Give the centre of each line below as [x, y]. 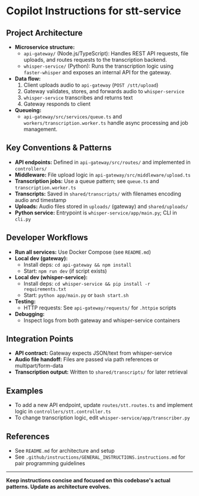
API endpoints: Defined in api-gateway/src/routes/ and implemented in [102, 162]
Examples [25, 391]
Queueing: [28, 110]
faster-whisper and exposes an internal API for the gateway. [97, 72]
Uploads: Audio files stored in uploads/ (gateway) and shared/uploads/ [101, 206]
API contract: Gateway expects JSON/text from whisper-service [94, 353]
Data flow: [28, 79]
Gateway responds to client [57, 104]
